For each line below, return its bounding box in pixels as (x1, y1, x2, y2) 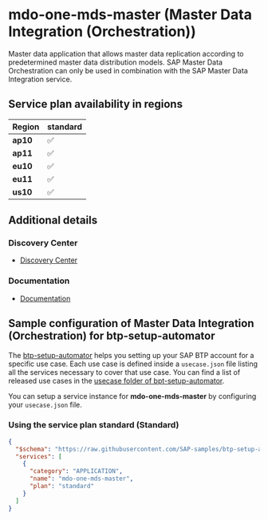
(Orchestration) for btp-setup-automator (8, 329, 215, 343)
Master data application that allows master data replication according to (8, 49, 244, 58)
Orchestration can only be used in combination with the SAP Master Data (8, 65, 249, 75)
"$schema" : (15, 445, 52, 453)
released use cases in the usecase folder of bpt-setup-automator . (8, 376, 225, 385)
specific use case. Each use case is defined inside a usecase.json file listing (8, 359, 258, 368)
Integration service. (8, 74, 73, 84)
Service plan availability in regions (8, 97, 183, 111)
